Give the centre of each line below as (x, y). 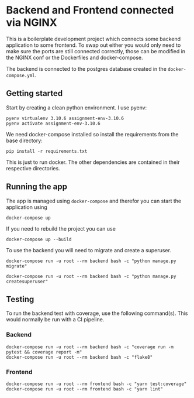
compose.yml (20, 76)
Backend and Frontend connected (90, 10)
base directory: (24, 140)
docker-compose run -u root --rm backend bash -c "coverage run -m (90, 347)
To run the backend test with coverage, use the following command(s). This (97, 313)
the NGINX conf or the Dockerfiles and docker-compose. (75, 57)
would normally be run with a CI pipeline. (55, 320)
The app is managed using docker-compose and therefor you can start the (94, 201)
